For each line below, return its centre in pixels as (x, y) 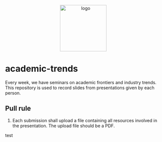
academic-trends (42, 69)
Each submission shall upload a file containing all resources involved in (85, 120)
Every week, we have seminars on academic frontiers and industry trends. (81, 82)
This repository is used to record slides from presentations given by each (80, 88)
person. (13, 93)
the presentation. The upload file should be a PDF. (63, 126)
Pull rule (18, 109)
